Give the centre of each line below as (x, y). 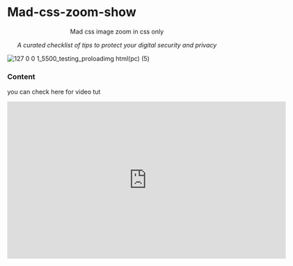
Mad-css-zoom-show (72, 12)
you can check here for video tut (54, 92)
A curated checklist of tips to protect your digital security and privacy (117, 45)
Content (22, 76)
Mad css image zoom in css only (117, 31)
